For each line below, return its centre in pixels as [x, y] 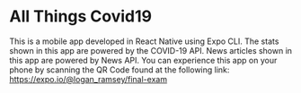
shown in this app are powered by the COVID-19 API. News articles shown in [151, 50]
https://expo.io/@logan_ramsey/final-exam [89, 79]
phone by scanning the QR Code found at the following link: [120, 70]
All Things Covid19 [81, 17]
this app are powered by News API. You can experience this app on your [143, 60]
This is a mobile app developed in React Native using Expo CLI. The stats [144, 41]
